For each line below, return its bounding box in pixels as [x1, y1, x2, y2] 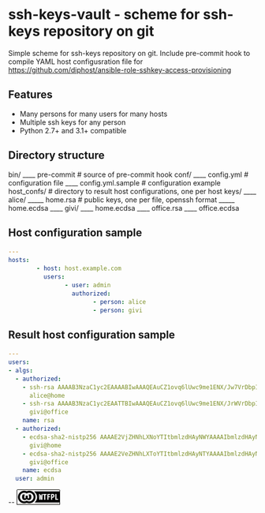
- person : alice [92, 298, 147, 305]
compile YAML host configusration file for [8, 57, 144, 66]
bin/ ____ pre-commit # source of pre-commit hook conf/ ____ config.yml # [8, 170, 249, 179]
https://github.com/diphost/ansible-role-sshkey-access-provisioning [8, 65, 232, 74]
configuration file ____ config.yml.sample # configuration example [8, 178, 221, 187]
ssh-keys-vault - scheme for [8, 6, 200, 24]
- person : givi [92, 306, 144, 314]
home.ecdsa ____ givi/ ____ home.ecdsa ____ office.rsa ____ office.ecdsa [8, 203, 240, 212]
